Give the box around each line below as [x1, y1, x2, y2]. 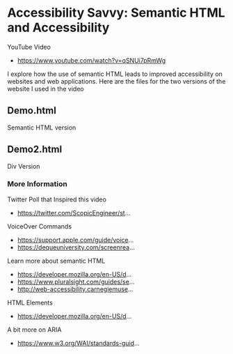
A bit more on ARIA [7, 325, 62, 334]
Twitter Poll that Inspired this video [7, 195, 106, 203]
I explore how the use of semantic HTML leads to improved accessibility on [7, 70, 223, 78]
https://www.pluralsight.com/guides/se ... [17, 277, 135, 286]
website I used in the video [7, 84, 85, 93]
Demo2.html [7, 144, 63, 155]
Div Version [7, 162, 40, 170]
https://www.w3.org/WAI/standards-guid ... [17, 339, 140, 347]
